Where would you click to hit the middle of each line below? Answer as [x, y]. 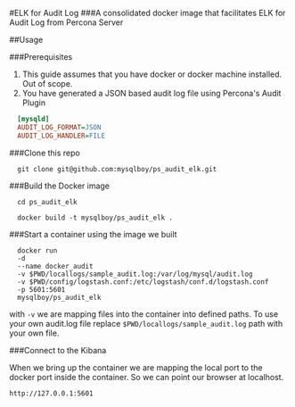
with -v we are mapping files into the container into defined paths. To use [144, 314]
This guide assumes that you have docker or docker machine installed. [152, 74]
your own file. [34, 333]
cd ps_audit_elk [47, 202]
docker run [37, 250]
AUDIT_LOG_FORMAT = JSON [59, 127]
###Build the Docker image [59, 186]
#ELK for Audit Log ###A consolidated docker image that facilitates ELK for [147, 13]
